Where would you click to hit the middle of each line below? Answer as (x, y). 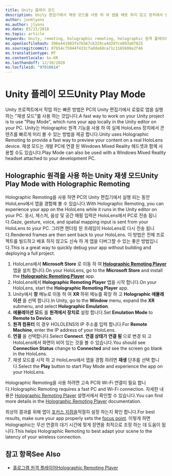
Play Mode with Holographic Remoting (68, 184)
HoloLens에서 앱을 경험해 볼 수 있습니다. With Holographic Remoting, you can (84, 203)
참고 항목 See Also (33, 454)
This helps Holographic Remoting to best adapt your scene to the (83, 431)
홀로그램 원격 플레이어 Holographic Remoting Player (66, 467)
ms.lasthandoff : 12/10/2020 (35, 63)
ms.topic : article (25, 34)
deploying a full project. (30, 253)
